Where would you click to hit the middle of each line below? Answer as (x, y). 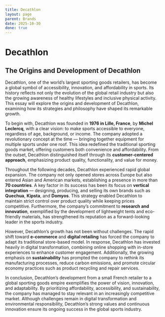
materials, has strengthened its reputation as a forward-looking (86, 217)
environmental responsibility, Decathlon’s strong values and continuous (77, 304)
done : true (16, 28)
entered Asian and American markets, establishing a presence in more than (82, 180)
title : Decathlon (23, 10)
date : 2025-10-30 (23, 23)
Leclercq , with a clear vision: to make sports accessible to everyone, (75, 129)
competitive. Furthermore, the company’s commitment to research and (77, 206)
